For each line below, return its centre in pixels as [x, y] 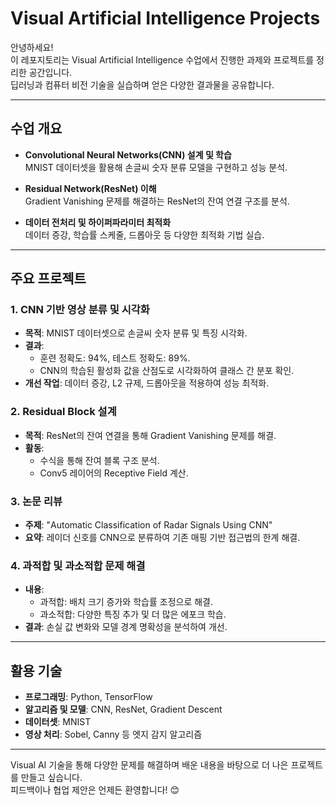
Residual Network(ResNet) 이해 [90, 188]
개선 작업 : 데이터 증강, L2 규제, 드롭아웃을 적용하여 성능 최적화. [147, 383]
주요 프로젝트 [48, 278]
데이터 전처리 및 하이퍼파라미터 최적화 [98, 222]
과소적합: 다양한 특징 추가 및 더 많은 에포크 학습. [133, 614]
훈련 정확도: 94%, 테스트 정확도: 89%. [115, 358]
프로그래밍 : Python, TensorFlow [88, 697]
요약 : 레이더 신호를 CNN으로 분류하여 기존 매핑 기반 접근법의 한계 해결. [162, 538]
